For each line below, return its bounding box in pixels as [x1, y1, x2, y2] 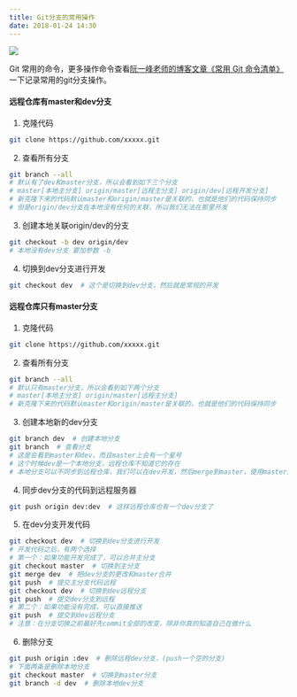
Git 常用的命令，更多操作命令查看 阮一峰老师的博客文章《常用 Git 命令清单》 [9, 63, 285, 74]
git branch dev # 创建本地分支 [9, 435, 121, 444]
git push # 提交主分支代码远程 [9, 577, 117, 587]
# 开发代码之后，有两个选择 [9, 546, 97, 554]
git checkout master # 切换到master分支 [9, 670, 157, 679]
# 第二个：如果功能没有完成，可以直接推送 [9, 603, 143, 612]
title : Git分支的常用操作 [9, 12, 95, 22]
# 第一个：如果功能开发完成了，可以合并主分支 [9, 554, 156, 562]
